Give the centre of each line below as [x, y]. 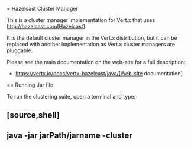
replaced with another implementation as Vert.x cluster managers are [91, 44]
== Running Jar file [30, 85]
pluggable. [20, 50]
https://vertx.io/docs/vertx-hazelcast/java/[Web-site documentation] [99, 73]
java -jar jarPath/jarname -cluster [69, 135]
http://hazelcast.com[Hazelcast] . [47, 26]
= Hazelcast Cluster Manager [43, 9]
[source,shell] [33, 115]
